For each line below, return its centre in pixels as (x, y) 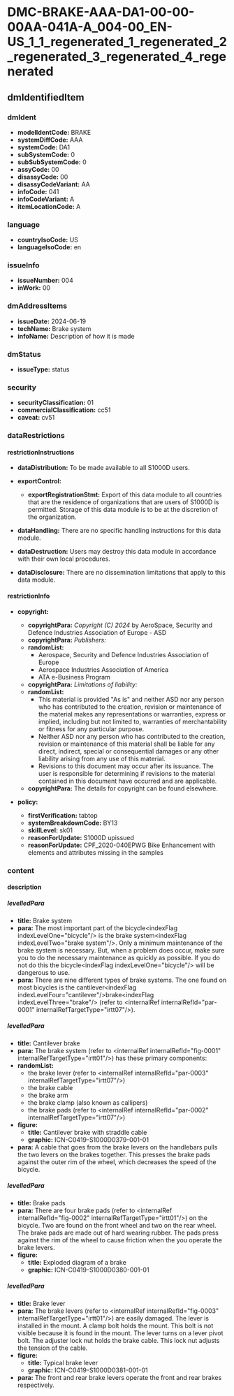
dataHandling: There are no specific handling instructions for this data (119, 531)
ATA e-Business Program (74, 677)
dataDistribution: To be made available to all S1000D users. (103, 468)
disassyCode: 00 (43, 177)
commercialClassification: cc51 (64, 410)
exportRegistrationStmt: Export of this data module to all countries (125, 495)
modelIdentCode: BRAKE (54, 132)
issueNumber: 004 (45, 281)
